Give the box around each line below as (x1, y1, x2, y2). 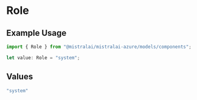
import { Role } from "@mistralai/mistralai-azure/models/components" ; (6, 44, 192, 50)
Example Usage (6, 28, 67, 38)
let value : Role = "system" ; (6, 55, 80, 61)
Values (6, 72, 33, 82)
